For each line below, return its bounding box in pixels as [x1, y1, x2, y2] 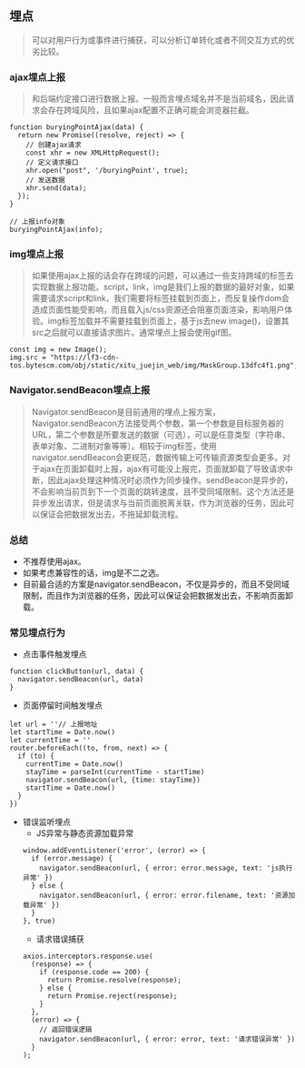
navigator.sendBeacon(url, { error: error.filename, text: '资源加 [39, 891, 296, 901]
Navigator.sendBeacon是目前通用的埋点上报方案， [31, 406, 221, 417]
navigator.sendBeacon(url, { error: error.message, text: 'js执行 [39, 863, 293, 873]
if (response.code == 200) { [39, 968, 150, 977]
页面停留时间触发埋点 [22, 700, 103, 711]
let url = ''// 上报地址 [9, 720, 98, 730]
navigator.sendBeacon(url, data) [17, 675, 144, 684]
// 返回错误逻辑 [39, 1025, 93, 1034]
